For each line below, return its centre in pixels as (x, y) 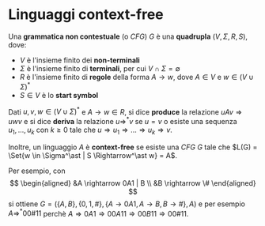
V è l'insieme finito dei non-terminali (79, 60)
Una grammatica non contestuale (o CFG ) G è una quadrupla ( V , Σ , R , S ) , (128, 36)
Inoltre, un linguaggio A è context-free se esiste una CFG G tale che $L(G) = (133, 147)
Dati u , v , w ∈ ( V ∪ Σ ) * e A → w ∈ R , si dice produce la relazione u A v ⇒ (125, 111)
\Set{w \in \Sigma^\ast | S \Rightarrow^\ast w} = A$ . (93, 155)
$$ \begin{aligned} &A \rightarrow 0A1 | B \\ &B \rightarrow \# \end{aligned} (133, 183)
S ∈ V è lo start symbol (59, 95)
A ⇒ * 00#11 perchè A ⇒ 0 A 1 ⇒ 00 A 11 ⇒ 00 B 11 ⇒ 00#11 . (98, 213)
